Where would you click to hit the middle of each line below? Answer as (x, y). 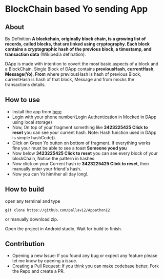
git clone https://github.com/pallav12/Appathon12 (58, 210)
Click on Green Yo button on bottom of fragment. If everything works (81, 143)
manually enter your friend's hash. (47, 169)
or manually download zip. (32, 219)
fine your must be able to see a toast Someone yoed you (69, 148)
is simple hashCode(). (34, 137)
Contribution (25, 244)
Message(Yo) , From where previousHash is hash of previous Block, (73, 74)
